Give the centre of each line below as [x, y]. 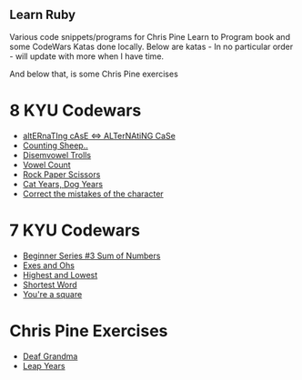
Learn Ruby [42, 15]
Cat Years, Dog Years [62, 184]
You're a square [52, 294]
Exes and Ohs [49, 265]
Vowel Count [46, 165]
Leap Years [44, 365]
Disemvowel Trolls [57, 155]
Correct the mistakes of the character [93, 194]
